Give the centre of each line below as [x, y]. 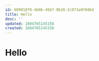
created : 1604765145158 [30, 28]
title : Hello [19, 14]
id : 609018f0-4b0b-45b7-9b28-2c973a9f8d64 [49, 10]
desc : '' [14, 19]
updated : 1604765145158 [30, 24]
